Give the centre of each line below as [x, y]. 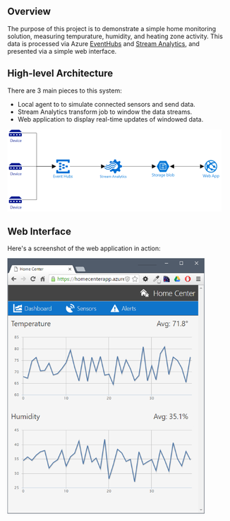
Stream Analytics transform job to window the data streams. [105, 112]
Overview [29, 12]
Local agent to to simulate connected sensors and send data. [106, 104]
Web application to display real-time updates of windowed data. [110, 119]
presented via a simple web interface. [62, 51]
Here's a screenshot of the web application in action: [84, 248]
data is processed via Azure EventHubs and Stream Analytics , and [103, 43]
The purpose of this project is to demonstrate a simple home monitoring [112, 28]
